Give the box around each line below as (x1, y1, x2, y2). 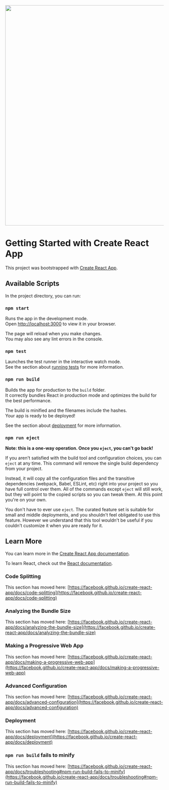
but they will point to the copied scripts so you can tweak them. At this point (5, 491, 162, 497)
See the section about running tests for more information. (5, 364, 124, 370)
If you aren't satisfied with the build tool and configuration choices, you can (5, 455, 162, 461)
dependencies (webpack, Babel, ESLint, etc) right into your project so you (5, 480, 158, 486)
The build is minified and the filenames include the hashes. (5, 407, 127, 413)
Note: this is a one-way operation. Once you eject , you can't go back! (5, 445, 153, 451)
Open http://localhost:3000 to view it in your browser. (5, 321, 117, 327)
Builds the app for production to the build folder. (5, 387, 106, 393)
